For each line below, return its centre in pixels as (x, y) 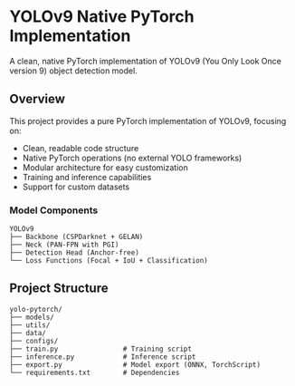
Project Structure (59, 289)
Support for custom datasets (76, 187)
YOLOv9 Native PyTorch (102, 17)
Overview (38, 99)
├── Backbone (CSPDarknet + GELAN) (76, 237)
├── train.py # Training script (101, 349)
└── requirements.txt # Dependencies (95, 372)
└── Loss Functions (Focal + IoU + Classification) (109, 261)
